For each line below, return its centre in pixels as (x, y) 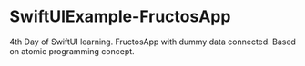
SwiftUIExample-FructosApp (120, 17)
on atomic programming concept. (72, 51)
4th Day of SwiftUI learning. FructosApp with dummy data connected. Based (152, 42)
